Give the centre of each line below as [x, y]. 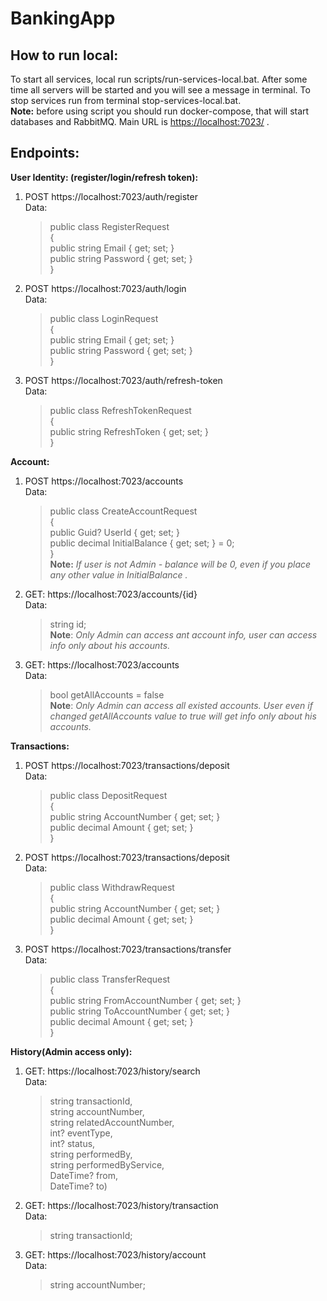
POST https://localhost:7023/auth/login [105, 288]
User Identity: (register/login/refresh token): [104, 177]
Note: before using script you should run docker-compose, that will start [160, 111]
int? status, [72, 1143]
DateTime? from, [83, 1175]
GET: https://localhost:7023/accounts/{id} [111, 594]
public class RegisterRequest [109, 226]
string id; [68, 624]
